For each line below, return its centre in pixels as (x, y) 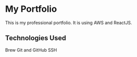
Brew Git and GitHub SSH (31, 50)
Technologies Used (35, 38)
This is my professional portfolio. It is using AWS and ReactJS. (69, 23)
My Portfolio (31, 9)
